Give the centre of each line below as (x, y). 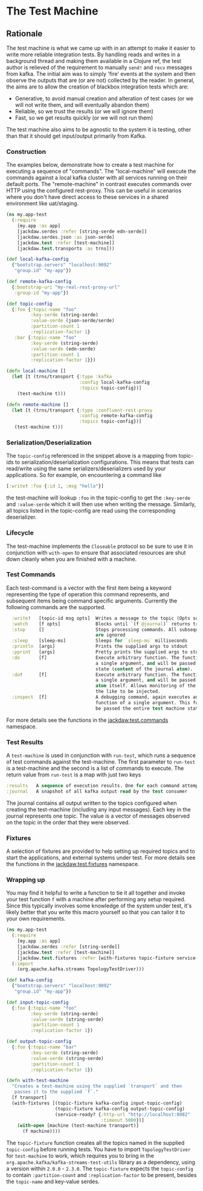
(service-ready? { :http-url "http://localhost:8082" (122, 1114)
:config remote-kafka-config (116, 416)
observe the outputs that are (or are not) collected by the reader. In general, (101, 80)
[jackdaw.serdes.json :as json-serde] (66, 237)
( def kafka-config (29, 980)
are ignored (111, 635)
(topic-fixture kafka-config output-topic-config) (120, 1109)
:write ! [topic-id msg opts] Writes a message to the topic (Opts (101, 618)
